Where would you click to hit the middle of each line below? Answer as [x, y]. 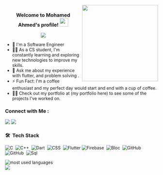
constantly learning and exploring [46, 55]
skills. [18, 65]
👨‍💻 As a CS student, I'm [36, 50]
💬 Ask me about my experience [43, 71]
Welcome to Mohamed [43, 15]
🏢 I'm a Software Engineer [38, 45]
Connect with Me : [27, 111]
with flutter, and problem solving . [46, 76]
